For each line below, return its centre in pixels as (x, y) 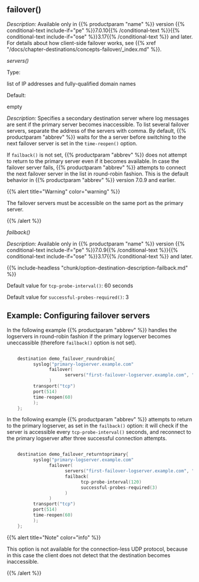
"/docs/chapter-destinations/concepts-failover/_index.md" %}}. (84, 49)
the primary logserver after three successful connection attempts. (87, 439)
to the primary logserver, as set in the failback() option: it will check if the (97, 426)
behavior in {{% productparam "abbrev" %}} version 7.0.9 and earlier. (91, 180)
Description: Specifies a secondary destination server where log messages (98, 118)
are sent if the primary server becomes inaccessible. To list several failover (98, 124)
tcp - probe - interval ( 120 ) (111, 482)
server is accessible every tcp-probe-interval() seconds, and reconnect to (99, 432)
